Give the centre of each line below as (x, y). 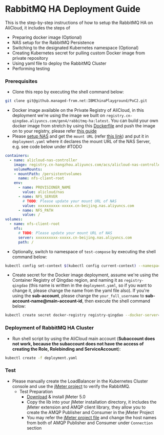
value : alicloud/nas (43, 192)
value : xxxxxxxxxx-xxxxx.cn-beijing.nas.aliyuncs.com (78, 206)
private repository (30, 58)
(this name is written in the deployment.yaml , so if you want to (90, 286)
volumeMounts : (28, 169)
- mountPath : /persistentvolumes (48, 174)
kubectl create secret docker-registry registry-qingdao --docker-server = (83, 315)
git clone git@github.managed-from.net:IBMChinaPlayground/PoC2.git (76, 101)
